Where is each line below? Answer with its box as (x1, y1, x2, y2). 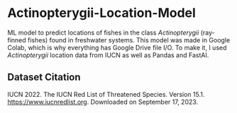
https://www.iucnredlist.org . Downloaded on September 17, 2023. (7, 97, 199, 106)
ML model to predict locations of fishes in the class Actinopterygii (7, 28, 199, 37)
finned (7, 35, 26, 44)
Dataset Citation (7, 71, 81, 83)
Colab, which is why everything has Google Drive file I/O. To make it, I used (7, 43, 227, 52)
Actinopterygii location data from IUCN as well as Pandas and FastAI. (7, 51, 209, 59)
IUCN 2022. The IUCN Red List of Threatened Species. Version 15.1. (7, 90, 205, 98)
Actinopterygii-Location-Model (7, 5, 197, 21)
